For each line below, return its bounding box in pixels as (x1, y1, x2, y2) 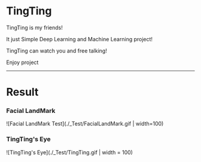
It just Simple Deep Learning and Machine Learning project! (6, 35, 153, 42)
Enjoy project (6, 59, 39, 66)
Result (6, 85, 39, 99)
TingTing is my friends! (6, 24, 63, 31)
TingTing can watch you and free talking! (6, 47, 108, 54)
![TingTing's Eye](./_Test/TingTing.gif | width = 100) (6, 148, 133, 156)
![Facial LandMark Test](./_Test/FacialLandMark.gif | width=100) (6, 120, 164, 127)
